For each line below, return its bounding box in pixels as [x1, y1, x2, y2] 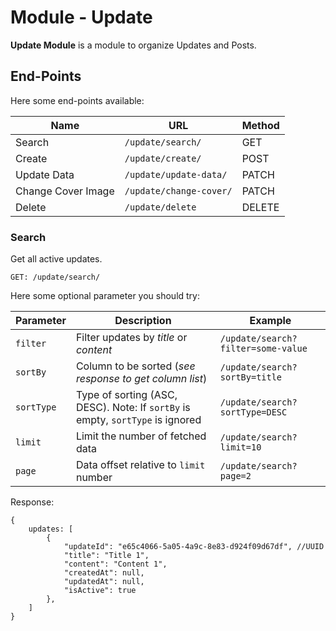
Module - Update [10, 6, 153, 29]
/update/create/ [124, 152, 202, 164]
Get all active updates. [10, 253, 103, 265]
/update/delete [124, 201, 197, 213]
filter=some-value [219, 343, 308, 355]
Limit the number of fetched [75, 429, 207, 443]
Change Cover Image [15, 184, 115, 198]
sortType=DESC [219, 407, 288, 418]
